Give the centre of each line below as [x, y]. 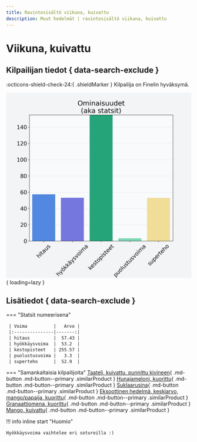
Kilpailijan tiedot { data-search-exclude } [83, 70]
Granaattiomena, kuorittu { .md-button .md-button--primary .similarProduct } [98, 404]
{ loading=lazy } [26, 282]
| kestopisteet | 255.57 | [44, 350]
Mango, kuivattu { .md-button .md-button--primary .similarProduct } [88, 410]
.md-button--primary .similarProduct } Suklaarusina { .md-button [101, 385]
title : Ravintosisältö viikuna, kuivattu [58, 12]
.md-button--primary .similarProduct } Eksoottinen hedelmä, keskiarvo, [92, 391]
